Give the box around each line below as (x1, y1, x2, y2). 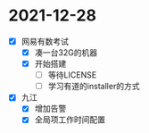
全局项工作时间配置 (34, 114, 106, 125)
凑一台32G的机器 (34, 47, 98, 58)
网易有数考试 (21, 36, 69, 46)
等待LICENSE (47, 70, 97, 80)
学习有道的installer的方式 (47, 81, 140, 92)
